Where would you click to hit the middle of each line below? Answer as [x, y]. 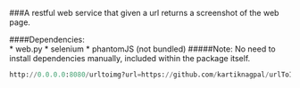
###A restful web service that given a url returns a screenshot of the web [144, 13]
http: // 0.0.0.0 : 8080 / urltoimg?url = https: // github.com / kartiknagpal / [139, 75]
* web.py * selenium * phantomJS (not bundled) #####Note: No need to [142, 49]
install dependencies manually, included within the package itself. [130, 58]
